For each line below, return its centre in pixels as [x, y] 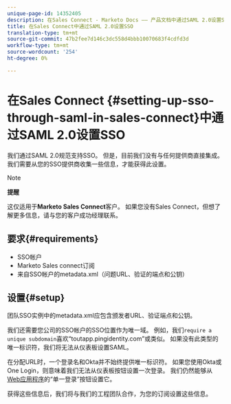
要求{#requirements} [53, 239]
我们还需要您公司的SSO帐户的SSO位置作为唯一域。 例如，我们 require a [109, 330]
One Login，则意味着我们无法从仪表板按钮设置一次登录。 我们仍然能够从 [110, 371]
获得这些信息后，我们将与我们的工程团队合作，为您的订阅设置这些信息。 [109, 394]
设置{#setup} [36, 298]
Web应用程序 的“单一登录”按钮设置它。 [62, 379]
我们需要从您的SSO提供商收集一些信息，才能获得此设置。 [89, 164]
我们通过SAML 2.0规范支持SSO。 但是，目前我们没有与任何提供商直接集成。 [115, 155]
